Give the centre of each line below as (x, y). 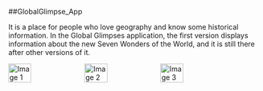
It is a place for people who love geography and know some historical (123, 27)
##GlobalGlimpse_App (45, 12)
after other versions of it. (49, 52)
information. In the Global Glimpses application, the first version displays (128, 36)
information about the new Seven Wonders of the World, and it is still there (132, 44)
